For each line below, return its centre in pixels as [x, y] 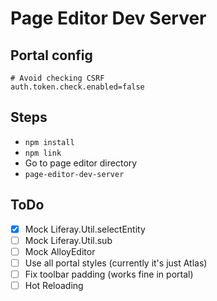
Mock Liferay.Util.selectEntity [85, 229]
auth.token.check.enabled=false [77, 87]
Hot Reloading [54, 285]
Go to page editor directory [81, 163]
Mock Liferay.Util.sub [68, 240]
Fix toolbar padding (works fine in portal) [109, 274]
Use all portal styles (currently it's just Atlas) [116, 263]
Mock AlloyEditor [60, 251]
